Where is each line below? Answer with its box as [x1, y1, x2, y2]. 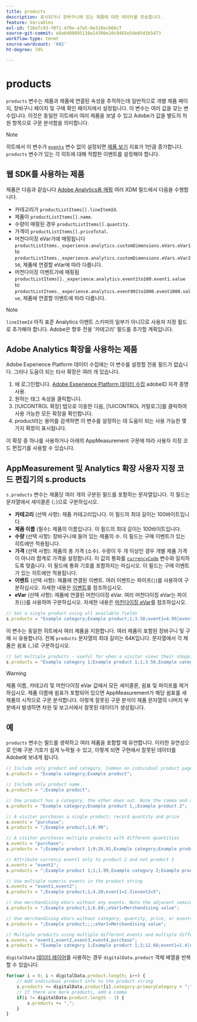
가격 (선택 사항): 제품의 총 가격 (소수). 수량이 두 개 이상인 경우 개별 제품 [14, 548, 177, 555]
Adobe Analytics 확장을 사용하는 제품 [6, 344, 138, 354]
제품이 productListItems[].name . [14, 213, 93, 220]
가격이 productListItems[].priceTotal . [14, 228, 108, 235]
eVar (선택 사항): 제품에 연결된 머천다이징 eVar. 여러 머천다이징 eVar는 [14, 592, 176, 599]
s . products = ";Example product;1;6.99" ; [6, 824, 109, 830]
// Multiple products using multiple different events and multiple [6, 932, 177, 938]
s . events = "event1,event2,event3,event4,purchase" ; [6, 937, 138, 943]
